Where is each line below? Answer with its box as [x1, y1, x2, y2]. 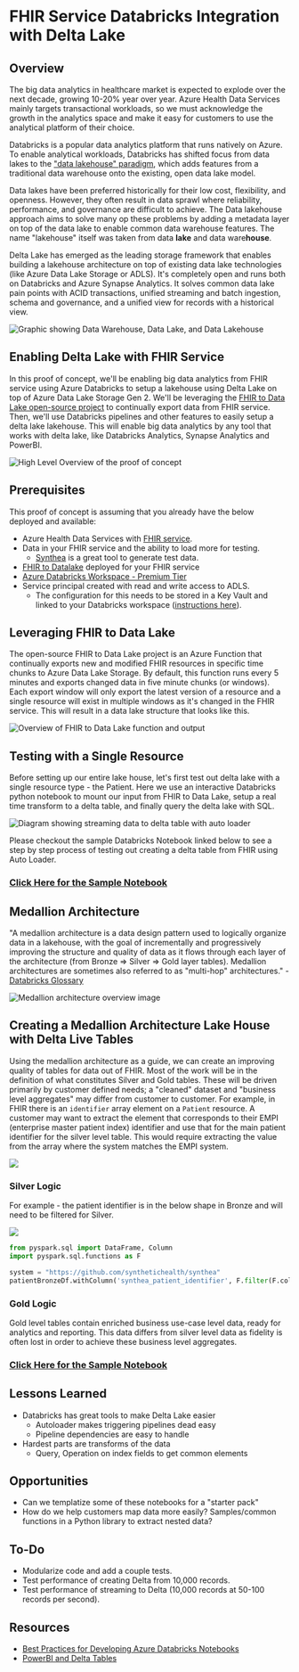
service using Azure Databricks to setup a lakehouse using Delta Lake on [9, 382, 278, 393]
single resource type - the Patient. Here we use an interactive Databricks [9, 782, 276, 792]
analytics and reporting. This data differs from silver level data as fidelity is [9, 1326, 283, 1338]
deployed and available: [9, 515, 96, 527]
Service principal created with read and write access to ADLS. [21, 580, 251, 591]
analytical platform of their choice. [9, 122, 135, 133]
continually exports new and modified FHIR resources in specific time [9, 658, 264, 669]
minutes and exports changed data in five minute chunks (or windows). [9, 677, 270, 688]
